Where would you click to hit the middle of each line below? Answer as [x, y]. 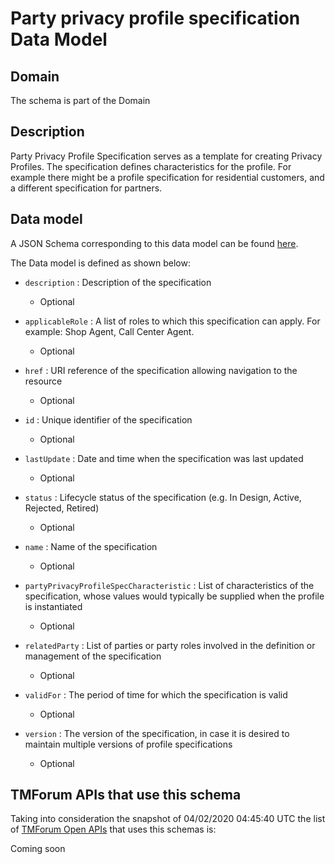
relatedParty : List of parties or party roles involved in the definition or [170, 645]
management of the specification [93, 656]
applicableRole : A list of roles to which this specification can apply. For [172, 321]
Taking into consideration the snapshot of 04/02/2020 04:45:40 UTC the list [168, 819]
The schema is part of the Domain [80, 100]
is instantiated [53, 606]
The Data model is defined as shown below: [100, 263]
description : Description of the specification [118, 282]
